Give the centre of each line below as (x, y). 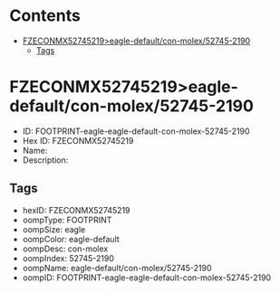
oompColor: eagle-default (71, 239)
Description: (45, 160)
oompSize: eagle (54, 229)
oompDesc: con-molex (65, 249)
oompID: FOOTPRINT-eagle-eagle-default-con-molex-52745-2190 (147, 278)
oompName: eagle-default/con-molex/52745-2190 (117, 268)
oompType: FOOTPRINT (67, 220)
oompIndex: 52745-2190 (68, 258)
